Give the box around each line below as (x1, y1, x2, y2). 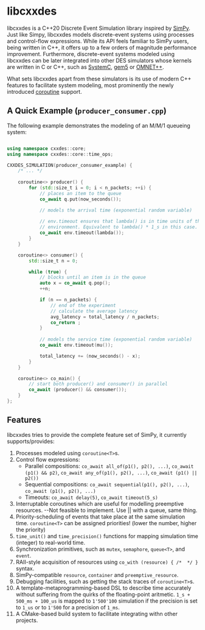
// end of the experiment (50, 302, 116, 308)
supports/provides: (7, 437, 55, 445)
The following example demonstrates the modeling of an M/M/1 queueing (7, 122, 190, 129)
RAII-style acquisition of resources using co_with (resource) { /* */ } (15, 558, 198, 565)
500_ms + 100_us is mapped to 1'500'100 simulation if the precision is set (15, 597, 198, 604)
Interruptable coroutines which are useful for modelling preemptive (15, 500, 184, 507)
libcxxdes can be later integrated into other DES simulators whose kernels (7, 57, 192, 64)
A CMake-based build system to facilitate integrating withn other (15, 610, 178, 617)
